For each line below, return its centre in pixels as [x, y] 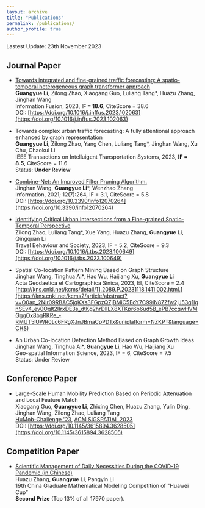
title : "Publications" [35, 18]
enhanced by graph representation [59, 137]
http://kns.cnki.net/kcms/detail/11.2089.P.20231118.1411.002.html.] [100, 290]
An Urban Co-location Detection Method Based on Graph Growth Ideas [104, 340]
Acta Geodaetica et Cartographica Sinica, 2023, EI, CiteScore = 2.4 [100, 283]
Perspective [56, 226]
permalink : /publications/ [41, 23]
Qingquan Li [30, 239]
